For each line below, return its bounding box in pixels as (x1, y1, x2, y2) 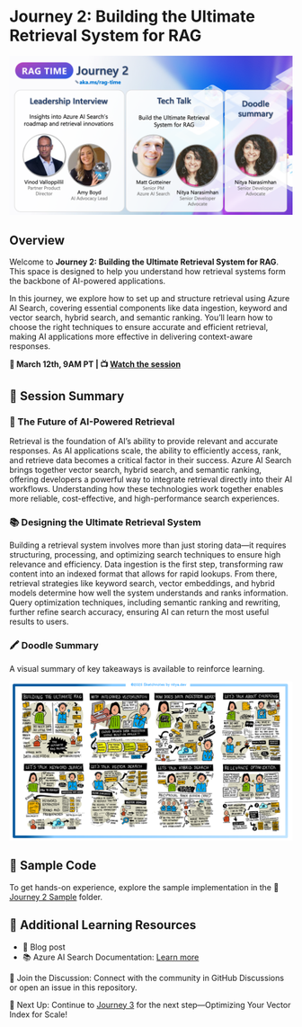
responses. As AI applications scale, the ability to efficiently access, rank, (9, 445, 281, 456)
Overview (9, 232, 66, 248)
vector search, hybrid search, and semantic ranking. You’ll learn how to (9, 312, 273, 323)
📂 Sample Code (9, 858, 97, 873)
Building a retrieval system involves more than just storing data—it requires (9, 540, 287, 550)
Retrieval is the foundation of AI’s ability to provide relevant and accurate (9, 435, 279, 446)
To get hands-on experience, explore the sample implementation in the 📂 (9, 881, 280, 892)
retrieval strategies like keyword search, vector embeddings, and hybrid (9, 578, 276, 589)
